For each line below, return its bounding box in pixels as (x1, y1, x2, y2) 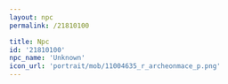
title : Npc (9, 37, 50, 46)
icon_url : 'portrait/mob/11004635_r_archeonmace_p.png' (9, 62, 221, 71)
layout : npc (9, 12, 53, 22)
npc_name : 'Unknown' (9, 54, 86, 63)
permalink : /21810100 (9, 21, 90, 30)
